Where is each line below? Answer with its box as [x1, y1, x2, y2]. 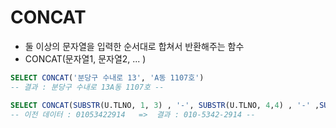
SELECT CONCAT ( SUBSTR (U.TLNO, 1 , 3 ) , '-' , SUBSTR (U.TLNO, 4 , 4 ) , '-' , [10, 100, 320, 110]
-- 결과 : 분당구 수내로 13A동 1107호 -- [10, 82, 165, 92]
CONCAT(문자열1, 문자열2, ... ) [24, 52, 147, 65]
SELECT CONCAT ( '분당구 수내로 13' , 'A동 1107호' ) [10, 72, 205, 83]
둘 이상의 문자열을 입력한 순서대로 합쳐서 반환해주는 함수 [24, 40, 245, 52]
